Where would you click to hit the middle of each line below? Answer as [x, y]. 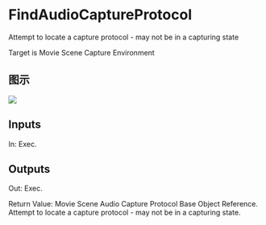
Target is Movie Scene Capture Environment [81, 52]
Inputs [25, 125]
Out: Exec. [25, 188]
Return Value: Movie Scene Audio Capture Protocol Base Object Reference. [133, 204]
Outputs [29, 169]
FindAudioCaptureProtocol [100, 15]
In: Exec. [23, 144]
